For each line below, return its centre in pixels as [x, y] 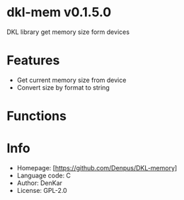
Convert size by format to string [63, 87]
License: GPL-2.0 [42, 190]
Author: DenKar [40, 183]
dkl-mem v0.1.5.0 [59, 12]
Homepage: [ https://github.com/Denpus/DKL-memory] [97, 168]
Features [33, 60]
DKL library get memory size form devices [68, 32]
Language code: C [44, 175]
